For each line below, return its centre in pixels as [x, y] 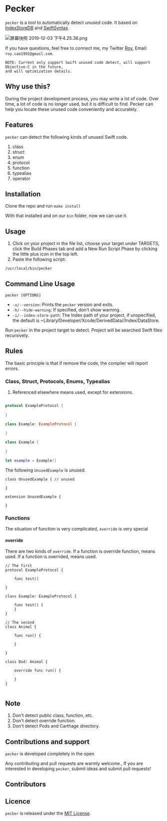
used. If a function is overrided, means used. [51, 556]
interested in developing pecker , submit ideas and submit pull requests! [78, 769]
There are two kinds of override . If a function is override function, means [80, 551]
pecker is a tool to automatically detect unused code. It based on [72, 22]
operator [21, 178]
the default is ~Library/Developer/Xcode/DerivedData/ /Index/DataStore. [86, 320]
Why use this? [28, 87]
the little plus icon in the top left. [45, 254]
